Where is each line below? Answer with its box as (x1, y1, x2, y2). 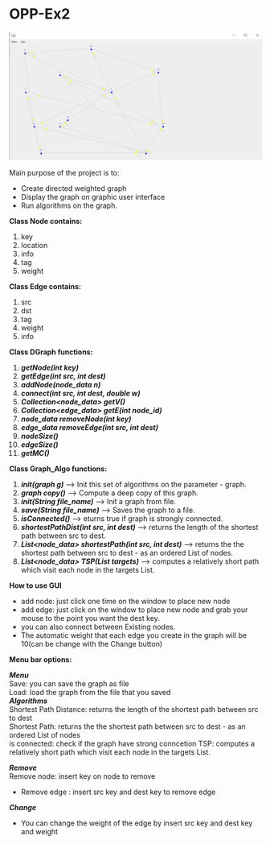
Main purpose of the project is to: (9, 168, 120, 177)
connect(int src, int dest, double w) (20, 388, 141, 398)
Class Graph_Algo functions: (9, 464, 108, 474)
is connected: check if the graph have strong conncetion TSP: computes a (9, 738, 256, 748)
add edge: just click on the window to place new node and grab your (20, 605, 248, 614)
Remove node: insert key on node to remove (9, 771, 156, 781)
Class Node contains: (9, 216, 83, 225)
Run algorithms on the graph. (20, 201, 117, 210)
